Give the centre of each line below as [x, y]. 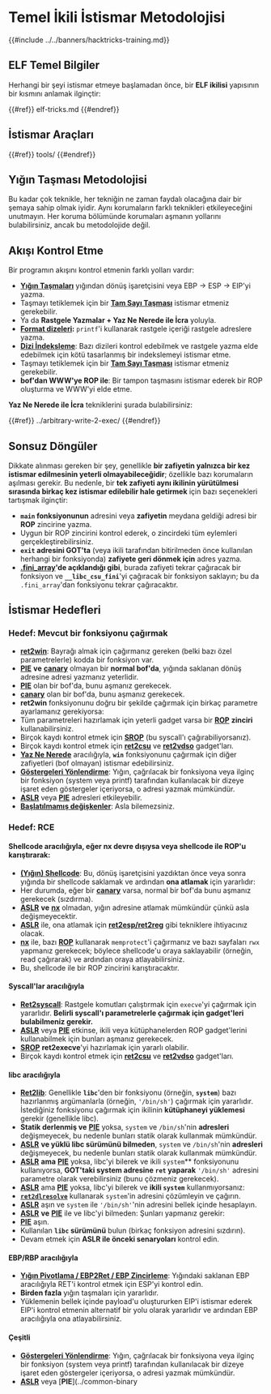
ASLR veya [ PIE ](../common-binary [78, 1381]
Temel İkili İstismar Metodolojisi [116, 17]
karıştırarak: [30, 855]
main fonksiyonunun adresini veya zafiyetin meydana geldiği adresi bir [138, 516]
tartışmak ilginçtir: [38, 500]
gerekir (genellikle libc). [59, 1118]
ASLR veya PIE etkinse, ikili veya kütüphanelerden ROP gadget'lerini [133, 1031]
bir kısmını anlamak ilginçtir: [55, 93]
